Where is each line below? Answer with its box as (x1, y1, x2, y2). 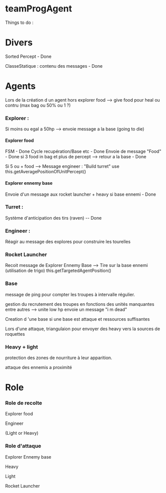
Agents (5, 81, 36, 92)
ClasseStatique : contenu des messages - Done (5, 63, 103, 69)
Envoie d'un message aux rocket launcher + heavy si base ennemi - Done (5, 191, 157, 197)
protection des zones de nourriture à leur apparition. (5, 355, 113, 361)
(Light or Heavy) (5, 430, 39, 436)
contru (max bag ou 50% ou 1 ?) (5, 102, 71, 108)
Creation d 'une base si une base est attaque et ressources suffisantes (5, 316, 150, 322)
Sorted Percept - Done (5, 53, 52, 59)
